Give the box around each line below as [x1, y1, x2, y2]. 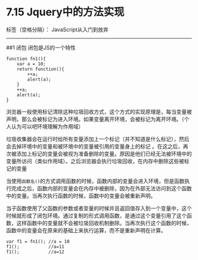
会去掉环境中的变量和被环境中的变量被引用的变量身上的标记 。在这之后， [6, 143, 183, 150]
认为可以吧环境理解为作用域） [11, 123, 84, 130]
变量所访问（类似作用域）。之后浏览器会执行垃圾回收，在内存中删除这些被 [6, 157, 184, 164]
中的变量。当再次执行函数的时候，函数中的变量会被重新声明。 [6, 192, 156, 199]
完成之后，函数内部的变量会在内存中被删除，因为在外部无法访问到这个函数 [11, 185, 192, 192]
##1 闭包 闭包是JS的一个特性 [6, 44, 76, 51]
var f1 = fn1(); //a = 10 [6, 238, 70, 245]
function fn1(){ [6, 55, 46, 62]
